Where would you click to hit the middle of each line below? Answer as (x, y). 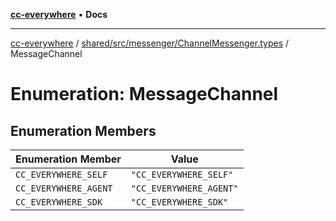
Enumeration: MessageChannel (144, 94)
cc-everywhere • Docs (59, 14)
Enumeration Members (83, 130)
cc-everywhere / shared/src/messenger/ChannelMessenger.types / (150, 43)
